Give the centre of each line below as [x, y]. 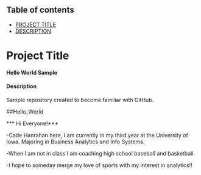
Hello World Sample [32, 72]
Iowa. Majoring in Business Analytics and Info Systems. [76, 142]
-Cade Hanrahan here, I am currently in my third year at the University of [97, 135]
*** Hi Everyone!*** [32, 123]
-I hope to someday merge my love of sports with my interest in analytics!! [100, 165]
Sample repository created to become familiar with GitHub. [80, 100]
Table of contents [40, 10]
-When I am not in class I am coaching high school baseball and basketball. [101, 153]
